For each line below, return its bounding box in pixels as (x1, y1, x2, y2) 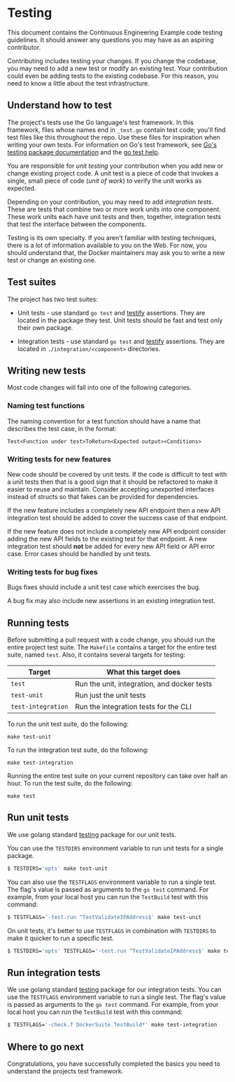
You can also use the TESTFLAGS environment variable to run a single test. (7, 878, 217, 886)
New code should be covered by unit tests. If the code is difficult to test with (7, 470, 227, 478)
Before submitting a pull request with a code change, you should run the (7, 635, 215, 644)
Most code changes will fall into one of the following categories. (7, 383, 192, 392)
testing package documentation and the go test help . (7, 147, 160, 156)
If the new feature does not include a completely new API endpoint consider (7, 527, 226, 535)
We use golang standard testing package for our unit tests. (7, 830, 177, 838)
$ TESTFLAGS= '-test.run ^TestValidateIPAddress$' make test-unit (7, 913, 201, 921)
